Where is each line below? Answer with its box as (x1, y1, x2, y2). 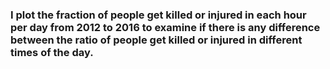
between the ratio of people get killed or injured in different (10, 33, 303, 47)
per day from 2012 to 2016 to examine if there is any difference (10, 20, 321, 34)
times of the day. (10, 45, 94, 59)
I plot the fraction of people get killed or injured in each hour (10, 8, 307, 22)
